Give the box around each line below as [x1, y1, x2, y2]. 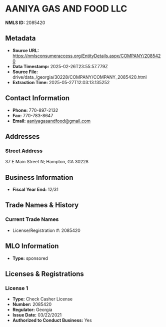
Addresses [5, 132, 40, 141]
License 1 [5, 284, 28, 291]
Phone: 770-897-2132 [12, 107, 58, 113]
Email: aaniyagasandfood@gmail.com [12, 118, 91, 124]
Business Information [5, 173, 73, 182]
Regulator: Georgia [12, 306, 52, 313]
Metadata [5, 34, 36, 43]
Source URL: [12, 47, 39, 53]
